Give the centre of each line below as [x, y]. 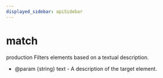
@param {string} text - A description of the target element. [86, 69]
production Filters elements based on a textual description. [77, 57]
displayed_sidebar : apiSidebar [44, 12]
